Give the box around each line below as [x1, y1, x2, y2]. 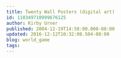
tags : [6, 43, 20, 49]
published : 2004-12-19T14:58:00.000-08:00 [6, 25, 115, 32]
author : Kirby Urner [6, 20, 59, 26]
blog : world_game [6, 37, 50, 43]
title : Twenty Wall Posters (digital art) [6, 8, 115, 15]
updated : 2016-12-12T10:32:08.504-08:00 [6, 31, 110, 37]
